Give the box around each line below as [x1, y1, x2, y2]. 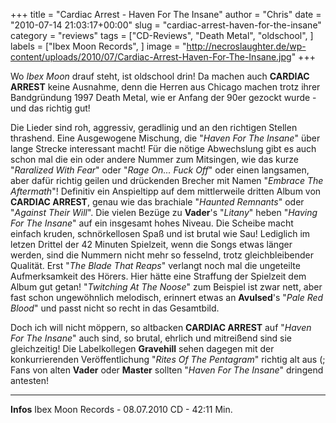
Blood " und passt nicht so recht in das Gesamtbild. [10, 302, 220, 314]
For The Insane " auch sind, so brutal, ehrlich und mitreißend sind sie [10, 332, 293, 344]
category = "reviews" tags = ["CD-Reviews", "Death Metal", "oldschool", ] [10, 30, 314, 41]
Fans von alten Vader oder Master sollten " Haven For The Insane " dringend [10, 364, 324, 376]
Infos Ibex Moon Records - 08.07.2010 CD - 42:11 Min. [10, 404, 233, 415]
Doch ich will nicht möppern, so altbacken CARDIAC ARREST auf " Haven [10, 322, 312, 333]
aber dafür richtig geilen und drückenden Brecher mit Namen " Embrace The [10, 175, 324, 186]
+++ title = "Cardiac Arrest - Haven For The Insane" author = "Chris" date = [10, 9, 322, 20]
